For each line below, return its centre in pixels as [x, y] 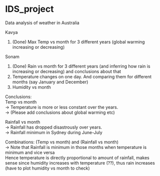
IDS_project [30, 9]
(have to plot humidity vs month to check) [48, 168]
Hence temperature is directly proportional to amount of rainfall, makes [77, 158]
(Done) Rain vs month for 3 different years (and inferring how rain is [81, 66]
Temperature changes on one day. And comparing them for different [82, 76]
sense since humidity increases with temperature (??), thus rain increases [80, 163]
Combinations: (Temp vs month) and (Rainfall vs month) [62, 142]
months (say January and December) [50, 82]
